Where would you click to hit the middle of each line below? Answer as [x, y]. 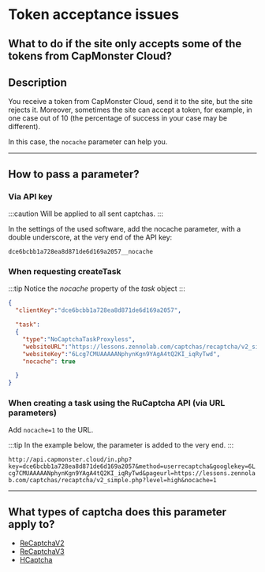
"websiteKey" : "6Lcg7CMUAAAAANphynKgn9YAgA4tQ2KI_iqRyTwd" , [121, 354]
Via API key [30, 196]
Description [37, 82]
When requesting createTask [65, 271]
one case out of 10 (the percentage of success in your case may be [118, 118]
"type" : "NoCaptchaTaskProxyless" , [79, 339]
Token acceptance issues [94, 15]
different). [24, 127]
